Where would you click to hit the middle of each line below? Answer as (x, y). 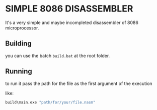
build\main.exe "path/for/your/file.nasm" (50, 102)
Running (19, 71)
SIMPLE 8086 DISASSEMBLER (69, 9)
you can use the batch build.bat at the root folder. (58, 55)
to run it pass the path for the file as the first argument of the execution (79, 83)
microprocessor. (22, 27)
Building (18, 44)
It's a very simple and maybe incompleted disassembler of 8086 (72, 22)
